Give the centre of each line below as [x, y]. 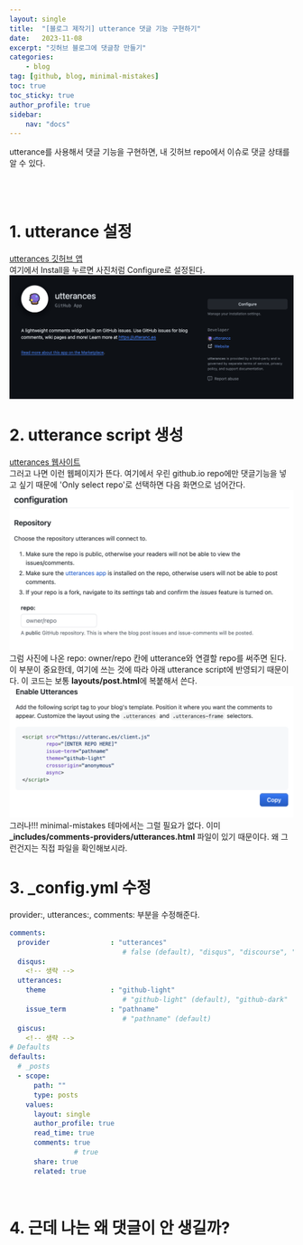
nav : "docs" [48, 124]
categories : [32, 57]
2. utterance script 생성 [96, 435]
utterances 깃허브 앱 [46, 259]
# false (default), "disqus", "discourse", [205, 952]
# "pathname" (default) [167, 1019]
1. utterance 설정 [71, 232]
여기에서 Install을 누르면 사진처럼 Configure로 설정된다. [107, 270]
